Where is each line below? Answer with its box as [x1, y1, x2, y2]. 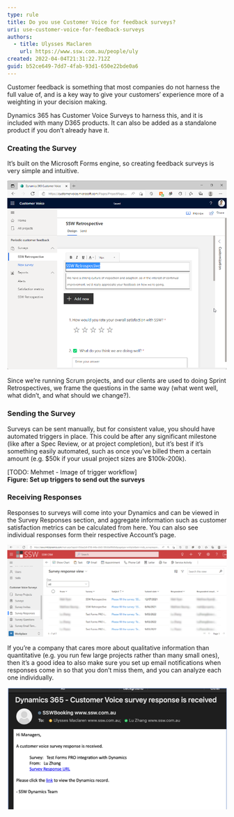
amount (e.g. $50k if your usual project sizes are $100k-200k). [7, 454, 187, 463]
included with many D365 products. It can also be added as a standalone [7, 119, 217, 127]
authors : [7, 33, 33, 40]
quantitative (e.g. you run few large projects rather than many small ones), [7, 651, 220, 659]
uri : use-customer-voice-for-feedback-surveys [7, 26, 145, 33]
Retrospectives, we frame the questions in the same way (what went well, [7, 384, 219, 392]
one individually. [7, 673, 54, 682]
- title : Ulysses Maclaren [13, 40, 92, 48]
